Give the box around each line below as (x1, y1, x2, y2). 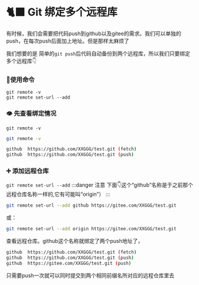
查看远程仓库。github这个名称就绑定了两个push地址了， (6, 237, 144, 245)
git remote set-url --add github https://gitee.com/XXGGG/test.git (6, 202, 177, 208)
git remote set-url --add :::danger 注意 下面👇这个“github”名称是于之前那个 (6, 182, 194, 189)
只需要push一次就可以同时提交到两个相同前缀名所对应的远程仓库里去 (6, 271, 175, 279)
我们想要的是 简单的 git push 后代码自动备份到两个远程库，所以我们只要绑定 (6, 50, 191, 57)
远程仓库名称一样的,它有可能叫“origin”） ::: (6, 191, 110, 198)
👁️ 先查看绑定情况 (6, 109, 56, 118)
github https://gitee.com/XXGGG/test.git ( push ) (6, 260, 132, 266)
